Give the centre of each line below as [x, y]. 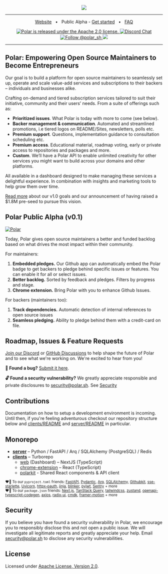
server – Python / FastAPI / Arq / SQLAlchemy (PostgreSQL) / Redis [82, 451]
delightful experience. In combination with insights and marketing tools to [81, 181]
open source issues [33, 314]
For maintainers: [22, 254]
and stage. [23, 284]
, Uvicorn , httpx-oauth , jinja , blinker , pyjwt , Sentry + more [68, 486]
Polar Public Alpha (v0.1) [44, 217]
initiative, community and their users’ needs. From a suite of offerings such [82, 103]
